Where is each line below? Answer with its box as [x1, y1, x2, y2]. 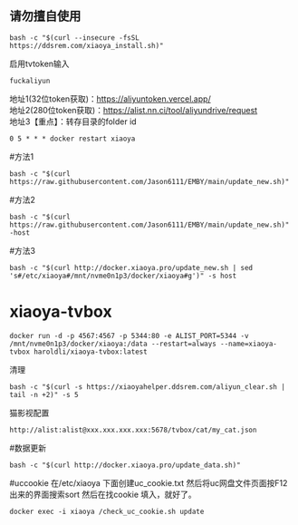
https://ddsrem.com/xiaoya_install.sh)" [9, 41, 165, 50]
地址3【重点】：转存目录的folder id [9, 116, 138, 127]
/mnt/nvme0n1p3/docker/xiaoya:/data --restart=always [9, 339, 217, 348]
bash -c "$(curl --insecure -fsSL [9, 33, 140, 43]
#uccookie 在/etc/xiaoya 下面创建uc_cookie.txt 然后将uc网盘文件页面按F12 [9, 477, 288, 488]
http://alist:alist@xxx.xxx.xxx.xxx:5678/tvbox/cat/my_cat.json [9, 425, 257, 434]
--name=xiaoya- [220, 339, 278, 348]
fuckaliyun [9, 76, 51, 85]
